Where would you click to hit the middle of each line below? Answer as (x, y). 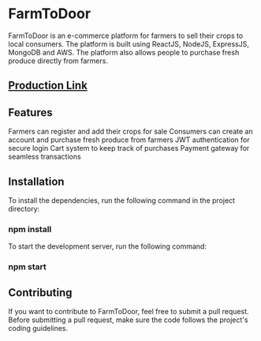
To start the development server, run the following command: (108, 246)
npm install (30, 229)
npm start (28, 267)
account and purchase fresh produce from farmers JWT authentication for (129, 140)
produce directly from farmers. (58, 61)
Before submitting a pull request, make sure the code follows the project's (128, 320)
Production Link (48, 86)
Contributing (40, 292)
